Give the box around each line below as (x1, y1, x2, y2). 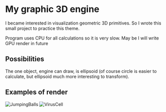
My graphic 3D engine (5, 3, 100, 15)
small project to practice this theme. (5, 25, 79, 31)
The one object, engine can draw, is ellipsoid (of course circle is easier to (5, 68, 157, 74)
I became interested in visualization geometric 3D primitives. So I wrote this (5, 20, 161, 26)
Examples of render (5, 88, 68, 96)
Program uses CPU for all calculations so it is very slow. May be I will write (5, 35, 159, 41)
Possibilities (5, 55, 44, 63)
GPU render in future (5, 40, 49, 46)
